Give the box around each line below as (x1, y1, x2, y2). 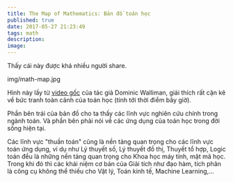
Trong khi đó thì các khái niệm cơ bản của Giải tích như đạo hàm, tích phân (7, 160, 221, 167)
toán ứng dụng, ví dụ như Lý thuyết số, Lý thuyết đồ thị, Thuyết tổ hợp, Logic (7, 145, 226, 153)
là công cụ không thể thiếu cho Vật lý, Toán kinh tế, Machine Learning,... (7, 167, 214, 175)
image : (7, 42, 26, 49)
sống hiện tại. (7, 124, 47, 132)
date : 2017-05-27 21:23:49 (7, 23, 86, 30)
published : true (7, 17, 54, 24)
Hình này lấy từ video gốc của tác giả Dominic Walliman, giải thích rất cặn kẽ (7, 88, 226, 97)
